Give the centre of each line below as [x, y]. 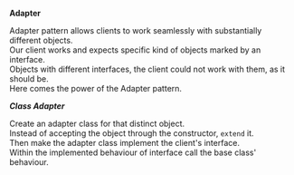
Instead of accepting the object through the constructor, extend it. [132, 133]
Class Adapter [37, 106]
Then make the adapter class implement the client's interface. [124, 143]
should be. [29, 79]
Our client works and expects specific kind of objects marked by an [135, 50]
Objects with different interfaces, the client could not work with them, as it [147, 69]
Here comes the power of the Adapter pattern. [96, 88]
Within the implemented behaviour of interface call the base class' [133, 152]
